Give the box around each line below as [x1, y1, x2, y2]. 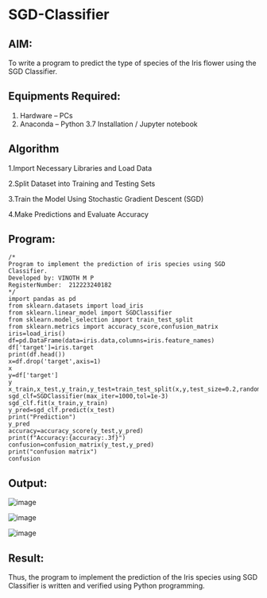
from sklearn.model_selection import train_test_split [8, 316, 194, 324]
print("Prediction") [8, 413, 77, 422]
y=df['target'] [8, 372, 59, 380]
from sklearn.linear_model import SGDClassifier [8, 309, 172, 317]
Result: [8, 551, 44, 565]
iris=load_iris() [8, 330, 66, 338]
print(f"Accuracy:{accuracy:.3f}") [8, 434, 126, 442]
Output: [8, 476, 48, 490]
